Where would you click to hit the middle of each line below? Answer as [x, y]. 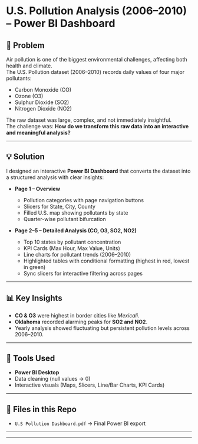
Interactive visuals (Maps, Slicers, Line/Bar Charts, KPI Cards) [90, 385]
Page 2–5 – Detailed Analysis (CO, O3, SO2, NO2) [76, 230]
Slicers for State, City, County [60, 206]
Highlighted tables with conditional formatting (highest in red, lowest [106, 261]
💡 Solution [26, 157]
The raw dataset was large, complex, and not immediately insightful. [89, 120]
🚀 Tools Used [31, 359]
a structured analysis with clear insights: [55, 177]
